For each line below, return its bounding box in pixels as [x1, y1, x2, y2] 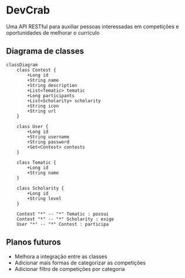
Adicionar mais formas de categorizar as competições [14, 259, 146, 266]
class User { [16, 123, 49, 129]
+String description [27, 82, 78, 88]
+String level [27, 195, 62, 202]
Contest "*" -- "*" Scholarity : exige [16, 216, 115, 222]
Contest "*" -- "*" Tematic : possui [16, 211, 109, 217]
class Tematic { [16, 159, 57, 165]
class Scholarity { [16, 185, 65, 191]
